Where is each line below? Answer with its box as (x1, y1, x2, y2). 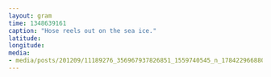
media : (8, 49, 31, 57)
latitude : (8, 34, 42, 43)
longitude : (8, 42, 45, 50)
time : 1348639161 (8, 19, 67, 27)
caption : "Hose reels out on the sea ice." (8, 26, 157, 34)
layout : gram (8, 11, 52, 20)
